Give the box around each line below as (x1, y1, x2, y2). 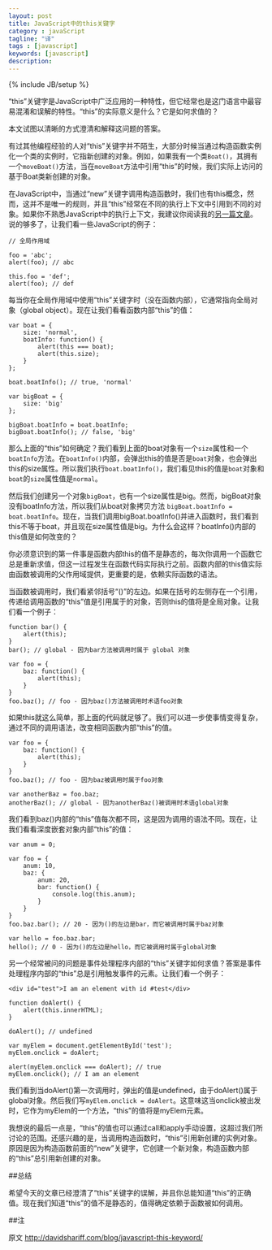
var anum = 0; (8, 840, 57, 849)
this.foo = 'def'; (8, 272, 71, 280)
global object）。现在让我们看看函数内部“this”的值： (22, 305, 195, 315)
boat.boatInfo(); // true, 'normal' (8, 378, 132, 386)
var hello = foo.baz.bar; (8, 934, 96, 943)
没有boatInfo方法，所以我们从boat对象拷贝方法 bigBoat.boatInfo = (8, 501, 233, 510)
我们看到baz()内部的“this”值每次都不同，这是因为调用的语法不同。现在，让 (8, 814, 258, 823)
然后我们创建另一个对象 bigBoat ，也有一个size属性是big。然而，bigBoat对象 (8, 491, 261, 501)
